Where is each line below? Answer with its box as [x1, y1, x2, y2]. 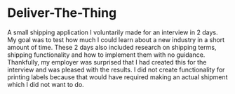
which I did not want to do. [7, 80, 84, 88]
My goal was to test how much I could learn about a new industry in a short [7, 35, 225, 43]
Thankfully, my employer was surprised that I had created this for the [7, 58, 207, 66]
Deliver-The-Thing [7, 5, 117, 21]
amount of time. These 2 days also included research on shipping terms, [7, 43, 217, 51]
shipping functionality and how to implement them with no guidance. [7, 51, 206, 59]
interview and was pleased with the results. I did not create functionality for [7, 65, 225, 74]
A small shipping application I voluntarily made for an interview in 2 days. [7, 28, 218, 36]
